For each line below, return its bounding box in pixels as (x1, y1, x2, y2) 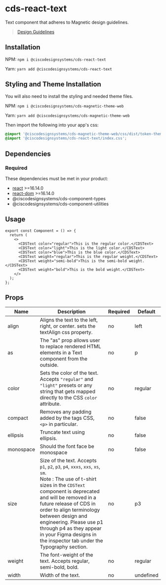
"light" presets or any (40, 382, 92, 389)
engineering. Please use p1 (40, 518, 104, 525)
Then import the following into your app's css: (5, 122, 99, 128)
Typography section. (40, 543, 88, 550)
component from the (40, 355, 88, 362)
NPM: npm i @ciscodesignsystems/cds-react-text (5, 56, 106, 62)
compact (7, 414, 29, 421)
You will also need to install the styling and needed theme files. (5, 93, 133, 99)
